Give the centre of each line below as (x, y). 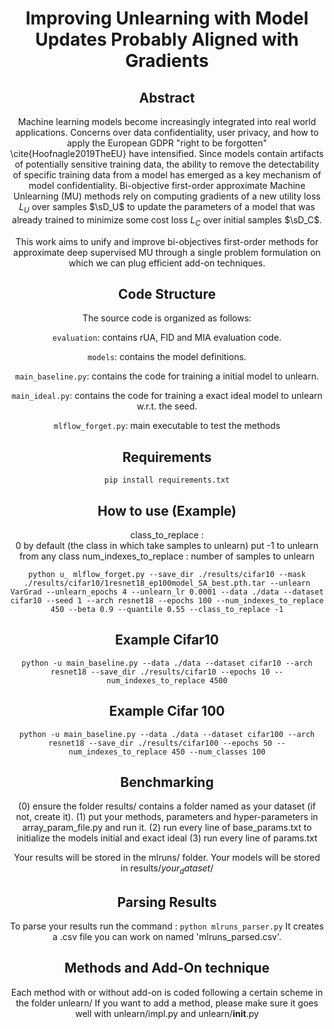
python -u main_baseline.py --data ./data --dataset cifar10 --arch (167, 663)
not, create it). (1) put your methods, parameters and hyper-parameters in (167, 817)
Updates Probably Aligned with (167, 39)
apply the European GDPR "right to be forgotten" (167, 143)
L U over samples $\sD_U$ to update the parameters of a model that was (167, 208)
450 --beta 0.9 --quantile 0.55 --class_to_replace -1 (167, 610)
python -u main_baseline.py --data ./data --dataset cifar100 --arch (167, 734)
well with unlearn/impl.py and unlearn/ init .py (167, 1013)
